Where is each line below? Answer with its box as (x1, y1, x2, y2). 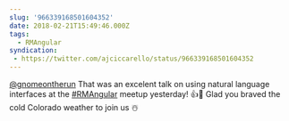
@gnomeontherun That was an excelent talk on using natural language (9, 79, 270, 89)
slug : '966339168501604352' (9, 12, 115, 22)
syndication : (9, 46, 58, 55)
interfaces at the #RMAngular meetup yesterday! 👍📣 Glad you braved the (9, 89, 281, 99)
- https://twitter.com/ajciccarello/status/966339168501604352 (13, 54, 254, 63)
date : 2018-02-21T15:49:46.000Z (9, 21, 130, 30)
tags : (9, 29, 30, 38)
